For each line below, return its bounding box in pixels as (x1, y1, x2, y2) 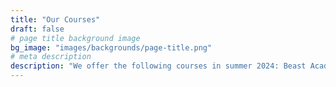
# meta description (10, 52, 92, 62)
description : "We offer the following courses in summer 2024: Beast (10, 61, 307, 71)
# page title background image (10, 33, 141, 43)
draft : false (10, 24, 65, 34)
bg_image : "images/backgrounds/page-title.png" (10, 42, 213, 53)
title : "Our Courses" (10, 14, 101, 25)
